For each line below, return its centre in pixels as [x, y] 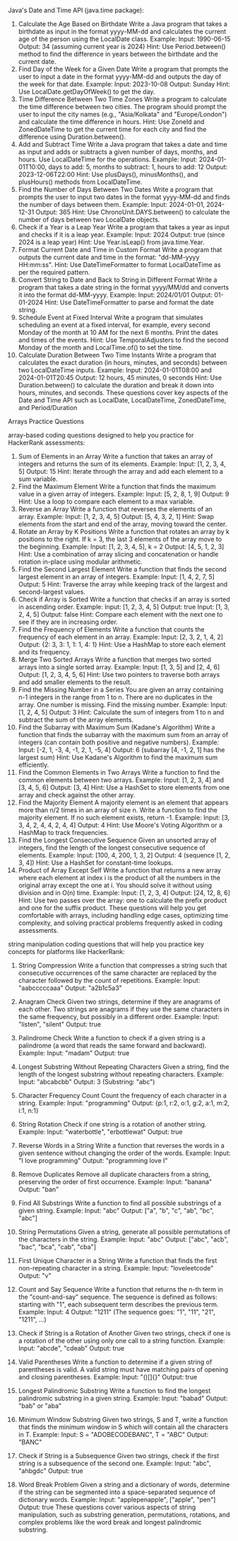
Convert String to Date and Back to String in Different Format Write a [118, 280]
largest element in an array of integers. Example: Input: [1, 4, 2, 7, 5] [116, 577]
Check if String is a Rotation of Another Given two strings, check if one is [124, 1333]
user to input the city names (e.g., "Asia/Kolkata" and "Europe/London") [123, 114]
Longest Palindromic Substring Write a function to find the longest [114, 1391]
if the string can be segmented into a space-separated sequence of [117, 1492]
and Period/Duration [48, 408]
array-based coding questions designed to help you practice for [101, 435]
